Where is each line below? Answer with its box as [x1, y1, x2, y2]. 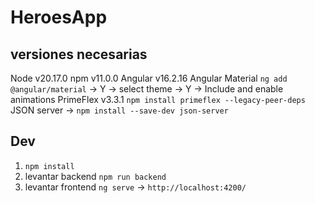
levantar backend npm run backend [24, 170, 167, 182]
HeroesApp [10, 6, 108, 29]
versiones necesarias [10, 46, 148, 63]
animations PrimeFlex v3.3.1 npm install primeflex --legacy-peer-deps [10, 94, 306, 105]
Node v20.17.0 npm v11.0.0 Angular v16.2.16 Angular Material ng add [10, 72, 288, 84]
